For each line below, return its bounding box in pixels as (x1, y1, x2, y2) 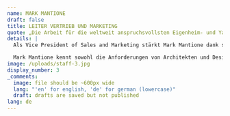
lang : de (7, 98, 32, 106)
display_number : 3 (7, 66, 60, 74)
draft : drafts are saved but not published (13, 92, 139, 99)
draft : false (7, 16, 44, 23)
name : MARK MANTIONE (7, 10, 66, 17)
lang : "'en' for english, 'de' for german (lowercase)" (13, 86, 176, 93)
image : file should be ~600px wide (13, 79, 115, 86)
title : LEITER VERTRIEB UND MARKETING (7, 23, 118, 29)
